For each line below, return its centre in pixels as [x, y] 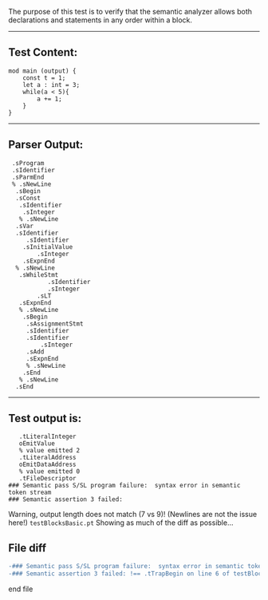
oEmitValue [37, 444]
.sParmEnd [28, 177]
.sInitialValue [48, 247]
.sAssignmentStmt [55, 324]
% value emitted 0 [49, 472]
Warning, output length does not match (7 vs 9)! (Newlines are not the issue [133, 515]
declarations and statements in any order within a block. [100, 20]
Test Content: [43, 52]
